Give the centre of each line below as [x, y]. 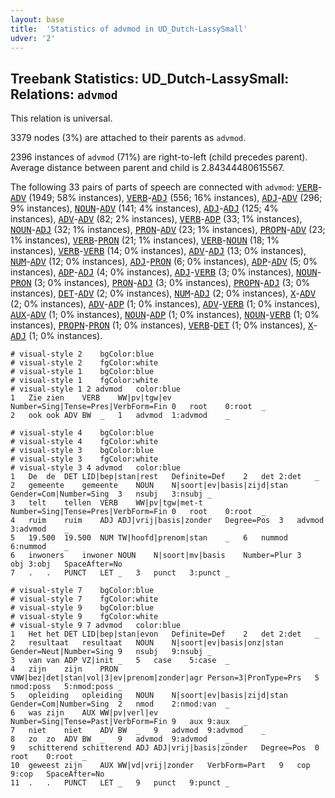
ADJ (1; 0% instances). [56, 336]
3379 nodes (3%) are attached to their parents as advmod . [128, 138]
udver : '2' [33, 38]
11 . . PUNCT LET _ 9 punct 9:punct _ [120, 783]
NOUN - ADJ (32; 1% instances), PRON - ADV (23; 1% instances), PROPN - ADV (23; [168, 230]
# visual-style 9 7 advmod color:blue [96, 626]
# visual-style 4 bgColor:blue [82, 433]
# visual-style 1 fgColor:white [84, 381]
